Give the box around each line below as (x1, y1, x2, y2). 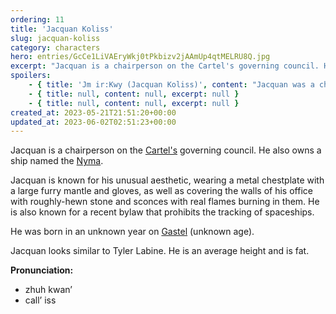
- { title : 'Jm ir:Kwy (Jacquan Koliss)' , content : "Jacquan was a (28, 80, 315, 90)
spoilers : (10, 71, 52, 81)
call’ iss (24, 294, 57, 306)
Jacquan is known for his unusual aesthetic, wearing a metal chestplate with (10, 174, 325, 186)
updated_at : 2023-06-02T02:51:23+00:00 (10, 117, 177, 127)
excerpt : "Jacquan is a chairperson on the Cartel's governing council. (10, 61, 320, 71)
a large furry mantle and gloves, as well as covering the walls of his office (10, 185, 313, 197)
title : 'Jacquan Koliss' (10, 24, 114, 34)
